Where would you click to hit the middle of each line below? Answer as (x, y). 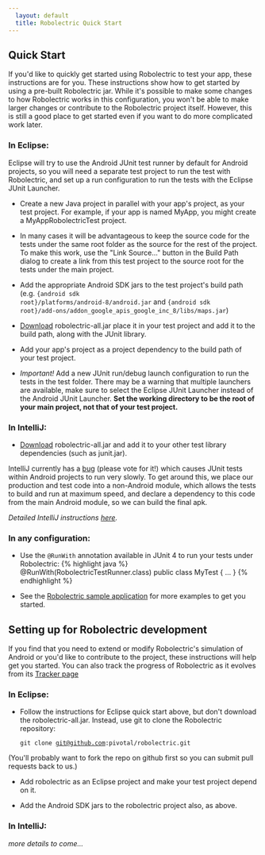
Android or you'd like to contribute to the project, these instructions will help (132, 657)
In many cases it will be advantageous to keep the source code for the (134, 236)
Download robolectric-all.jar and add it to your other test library (123, 445)
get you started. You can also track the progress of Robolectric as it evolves (132, 666)
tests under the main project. (67, 269)
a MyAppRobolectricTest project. (73, 220)
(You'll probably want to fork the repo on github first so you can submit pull (131, 758)
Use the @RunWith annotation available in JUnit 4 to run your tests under (136, 556)
